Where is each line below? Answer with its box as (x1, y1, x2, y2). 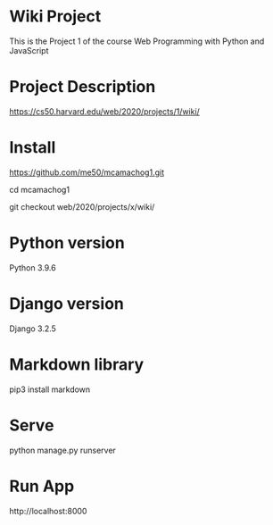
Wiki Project (9, 6, 102, 27)
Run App (9, 476, 75, 496)
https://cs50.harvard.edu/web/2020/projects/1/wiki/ (9, 105, 201, 117)
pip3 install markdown (9, 384, 91, 395)
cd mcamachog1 (9, 184, 70, 195)
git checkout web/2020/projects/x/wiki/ (9, 201, 155, 212)
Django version (9, 293, 125, 313)
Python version (9, 233, 125, 253)
